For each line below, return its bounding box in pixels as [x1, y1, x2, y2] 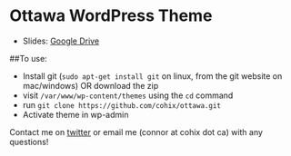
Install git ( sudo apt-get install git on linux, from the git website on [22, 70, 283, 82]
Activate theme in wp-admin [22, 109, 129, 120]
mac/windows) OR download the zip [22, 80, 159, 91]
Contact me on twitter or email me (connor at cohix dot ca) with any [9, 126, 264, 137]
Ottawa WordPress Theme [9, 5, 213, 26]
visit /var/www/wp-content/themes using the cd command [22, 90, 234, 101]
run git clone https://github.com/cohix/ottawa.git [22, 99, 221, 110]
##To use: [9, 53, 47, 63]
